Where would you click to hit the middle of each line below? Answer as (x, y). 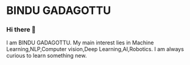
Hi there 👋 (21, 30)
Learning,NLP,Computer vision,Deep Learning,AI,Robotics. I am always (95, 49)
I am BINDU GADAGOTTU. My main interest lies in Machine (80, 43)
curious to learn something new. (47, 56)
